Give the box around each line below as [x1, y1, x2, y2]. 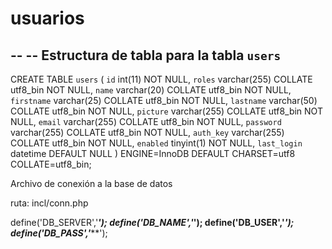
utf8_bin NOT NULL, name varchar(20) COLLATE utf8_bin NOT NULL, [10, 84, 292, 96]
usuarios [10, 7, 85, 30]
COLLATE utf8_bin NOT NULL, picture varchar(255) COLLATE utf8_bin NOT [10, 105, 323, 117]
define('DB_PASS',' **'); [10, 227, 108, 239]
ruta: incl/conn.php [10, 197, 89, 209]
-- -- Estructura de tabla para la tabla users [10, 47, 282, 64]
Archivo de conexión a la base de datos [10, 178, 173, 189]
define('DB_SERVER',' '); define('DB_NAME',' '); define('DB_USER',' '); [10, 217, 295, 228]
